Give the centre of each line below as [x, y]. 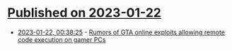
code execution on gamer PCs [62, 39]
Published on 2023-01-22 [84, 13]
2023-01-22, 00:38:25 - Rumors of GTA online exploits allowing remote [121, 32]
